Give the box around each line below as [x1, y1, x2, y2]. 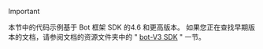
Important [8, 7, 40, 16]
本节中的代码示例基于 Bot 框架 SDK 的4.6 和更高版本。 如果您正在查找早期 [8, 23, 249, 32]
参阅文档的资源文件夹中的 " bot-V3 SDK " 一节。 [49, 33, 206, 41]
